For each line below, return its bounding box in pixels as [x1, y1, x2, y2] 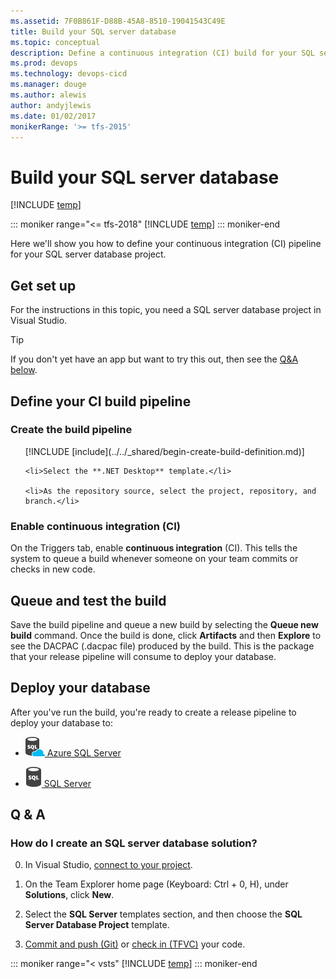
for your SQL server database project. [10, 248, 167, 260]
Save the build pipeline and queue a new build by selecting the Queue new [10, 618, 319, 630]
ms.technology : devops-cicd [10, 69, 128, 79]
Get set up [10, 277, 77, 294]
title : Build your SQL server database [10, 26, 177, 37]
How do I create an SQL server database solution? [10, 836, 258, 850]
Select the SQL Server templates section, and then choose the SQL [24, 908, 303, 920]
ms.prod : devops [10, 58, 78, 69]
